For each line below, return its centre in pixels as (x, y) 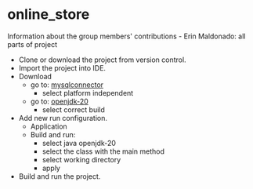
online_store (49, 15)
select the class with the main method (103, 151)
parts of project (33, 44)
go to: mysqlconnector (67, 85)
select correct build (73, 109)
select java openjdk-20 (79, 143)
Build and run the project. (60, 176)
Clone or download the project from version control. (102, 60)
